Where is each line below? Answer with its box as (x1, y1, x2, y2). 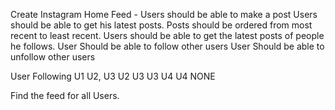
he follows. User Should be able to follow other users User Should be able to (10, 40, 325, 52)
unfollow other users (10, 51, 96, 63)
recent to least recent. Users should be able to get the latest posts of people (10, 30, 325, 41)
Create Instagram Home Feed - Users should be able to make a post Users (10, 9, 318, 20)
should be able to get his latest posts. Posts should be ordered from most (10, 19, 313, 31)
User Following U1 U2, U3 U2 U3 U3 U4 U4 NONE (10, 70, 216, 82)
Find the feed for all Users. (10, 90, 120, 101)
